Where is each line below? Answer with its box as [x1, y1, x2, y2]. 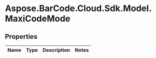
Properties [5, 32, 38, 41]
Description [43, 47, 70, 53]
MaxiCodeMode [5, 13, 71, 24]
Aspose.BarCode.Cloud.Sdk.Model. [5, 3, 152, 14]
